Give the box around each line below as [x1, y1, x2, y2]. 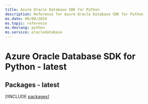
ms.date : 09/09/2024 [5, 16, 48, 21]
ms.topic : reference [5, 21, 48, 26]
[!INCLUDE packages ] [5, 94, 49, 99]
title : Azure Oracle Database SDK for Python [5, 7, 99, 12]
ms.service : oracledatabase [5, 30, 63, 35]
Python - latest [5, 62, 67, 72]
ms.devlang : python [5, 25, 45, 30]
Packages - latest [5, 81, 60, 89]
